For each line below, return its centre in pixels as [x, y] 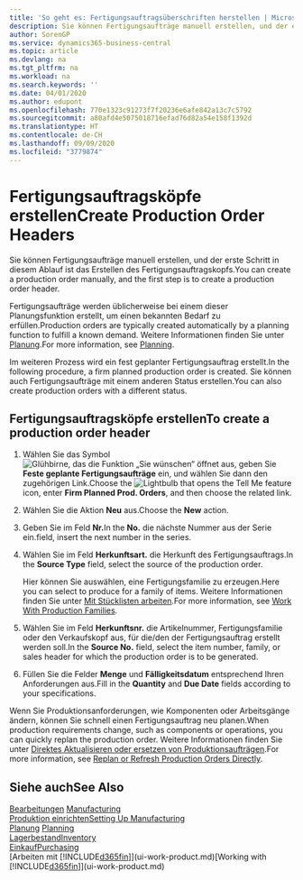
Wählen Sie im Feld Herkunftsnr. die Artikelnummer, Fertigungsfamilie [152, 628]
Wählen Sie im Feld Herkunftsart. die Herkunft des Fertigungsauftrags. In [158, 555]
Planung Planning [42, 828]
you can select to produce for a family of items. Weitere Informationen [152, 591]
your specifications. [59, 693]
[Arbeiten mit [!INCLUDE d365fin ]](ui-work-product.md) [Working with [138, 857]
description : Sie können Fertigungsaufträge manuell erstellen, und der [149, 26]
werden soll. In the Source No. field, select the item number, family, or [151, 647]
